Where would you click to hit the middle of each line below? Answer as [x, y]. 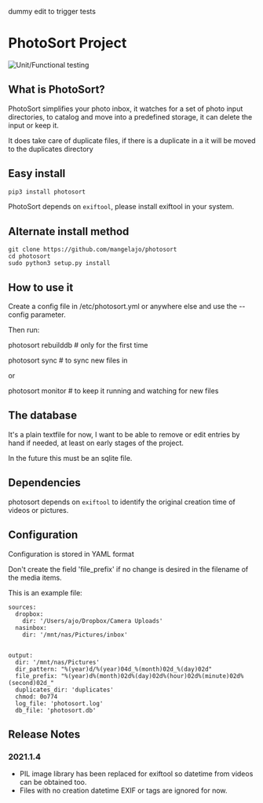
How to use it [41, 287]
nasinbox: [31, 628]
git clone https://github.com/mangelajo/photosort [93, 250]
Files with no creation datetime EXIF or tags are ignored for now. [123, 790]
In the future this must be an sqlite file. [70, 458]
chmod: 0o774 [37, 696]
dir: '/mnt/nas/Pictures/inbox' [75, 635]
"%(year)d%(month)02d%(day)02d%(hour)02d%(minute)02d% [152, 676]
